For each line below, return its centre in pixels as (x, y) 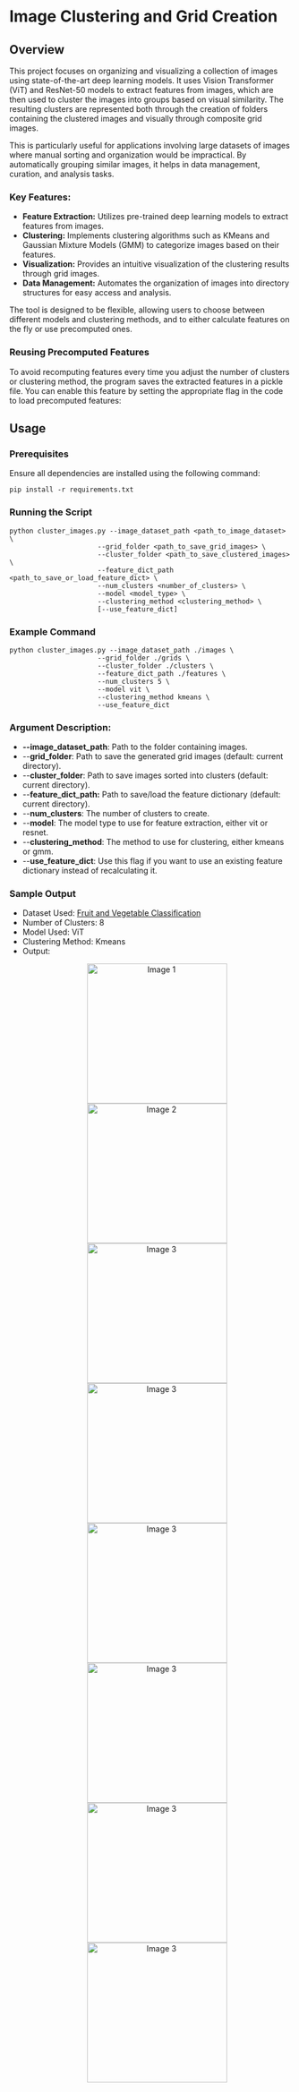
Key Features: (40, 197)
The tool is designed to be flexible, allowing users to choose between (137, 310)
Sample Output (43, 894)
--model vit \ (124, 689)
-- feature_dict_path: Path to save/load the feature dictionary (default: (151, 795)
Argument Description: (60, 727)
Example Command (53, 631)
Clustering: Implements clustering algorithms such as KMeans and (146, 235)
